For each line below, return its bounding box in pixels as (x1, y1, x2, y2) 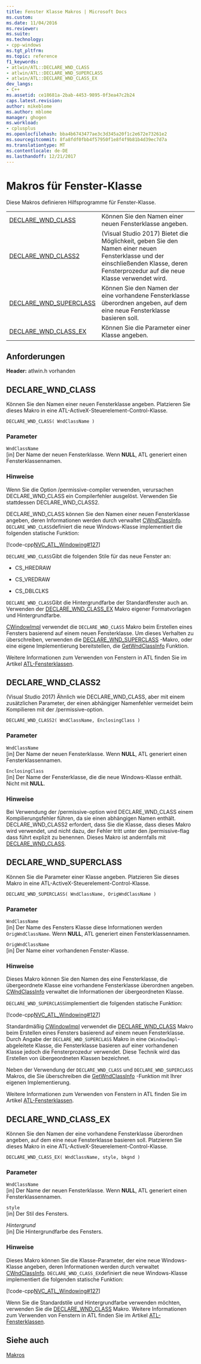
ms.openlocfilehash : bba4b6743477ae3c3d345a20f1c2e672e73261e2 (6, 131, 167, 138)
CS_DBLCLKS (14, 587, 49, 594)
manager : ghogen (6, 114, 47, 120)
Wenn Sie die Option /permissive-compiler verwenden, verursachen (6, 486, 174, 493)
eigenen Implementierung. (6, 1079, 71, 1086)
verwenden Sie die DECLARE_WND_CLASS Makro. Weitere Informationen (6, 1305, 187, 1313)
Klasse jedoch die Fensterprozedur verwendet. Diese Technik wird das (6, 1048, 181, 1055)
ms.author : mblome (6, 109, 52, 115)
